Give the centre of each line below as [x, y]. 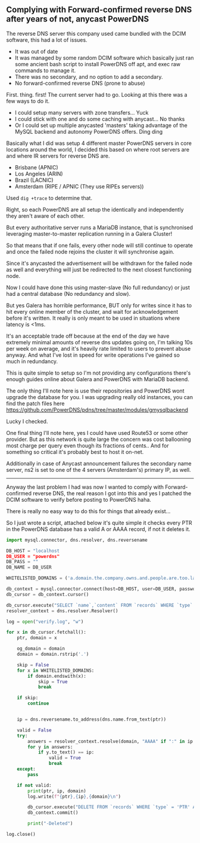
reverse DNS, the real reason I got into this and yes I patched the [112, 493]
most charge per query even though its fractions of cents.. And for [87, 445]
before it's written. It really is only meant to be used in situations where [93, 318]
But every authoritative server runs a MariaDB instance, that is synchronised [100, 227]
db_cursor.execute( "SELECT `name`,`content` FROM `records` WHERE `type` [100, 605]
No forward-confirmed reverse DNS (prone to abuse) [80, 83]
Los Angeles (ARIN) [39, 174]
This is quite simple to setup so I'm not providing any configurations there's [99, 373]
